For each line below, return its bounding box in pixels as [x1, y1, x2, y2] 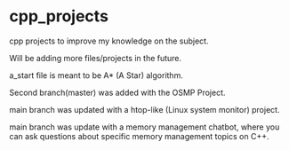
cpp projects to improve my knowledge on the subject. [9, 36, 209, 46]
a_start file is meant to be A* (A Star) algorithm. [9, 69, 184, 81]
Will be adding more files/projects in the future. [9, 52, 182, 63]
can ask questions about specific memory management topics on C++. [9, 130, 269, 141]
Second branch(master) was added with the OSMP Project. [9, 87, 226, 98]
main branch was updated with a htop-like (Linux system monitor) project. [9, 104, 280, 114]
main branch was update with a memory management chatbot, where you [9, 122, 280, 132]
